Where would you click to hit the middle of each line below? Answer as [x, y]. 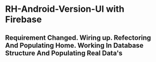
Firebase [24, 19]
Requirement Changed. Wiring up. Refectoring [78, 38]
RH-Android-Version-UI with [65, 9]
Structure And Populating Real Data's [64, 53]
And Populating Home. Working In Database [74, 45]
